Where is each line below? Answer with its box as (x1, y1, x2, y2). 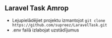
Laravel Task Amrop (5, 4, 69, 12)
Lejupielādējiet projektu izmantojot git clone (12, 17, 105, 23)
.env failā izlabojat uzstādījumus (12, 27, 79, 33)
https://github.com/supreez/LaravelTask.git (12, 22, 107, 27)
